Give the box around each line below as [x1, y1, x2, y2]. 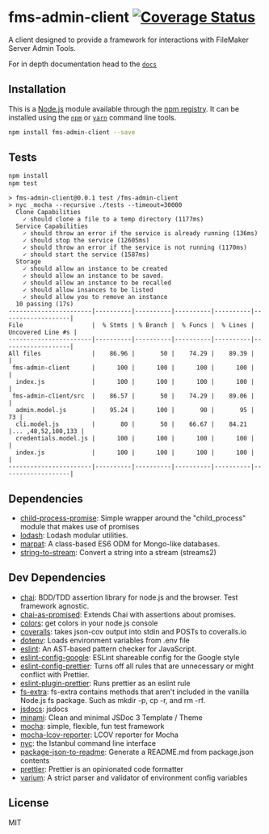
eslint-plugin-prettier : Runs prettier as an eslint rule [19, 678, 191, 688]
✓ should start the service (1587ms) [23, 251, 150, 259]
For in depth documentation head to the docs [8, 59, 158, 69]
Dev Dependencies [8, 571, 107, 585]
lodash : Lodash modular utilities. [19, 530, 128, 540]
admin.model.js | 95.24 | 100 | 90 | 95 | [15, 406, 254, 415]
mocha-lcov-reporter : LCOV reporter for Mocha [19, 730, 179, 739]
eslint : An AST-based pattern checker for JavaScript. [19, 643, 196, 654]
